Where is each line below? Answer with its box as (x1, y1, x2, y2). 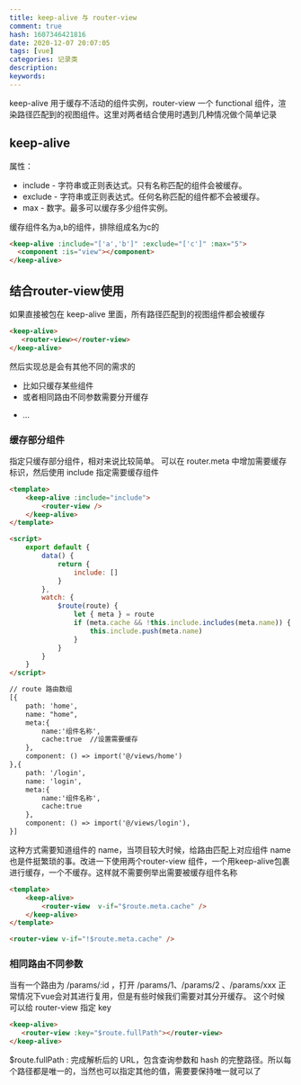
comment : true (9, 22, 63, 31)
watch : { (41, 593, 75, 602)
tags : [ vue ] (9, 47, 54, 56)
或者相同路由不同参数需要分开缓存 (22, 391, 149, 402)
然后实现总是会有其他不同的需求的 (9, 361, 136, 372)
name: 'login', (25, 776, 83, 786)
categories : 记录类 (9, 55, 78, 64)
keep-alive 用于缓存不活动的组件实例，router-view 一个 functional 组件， (9, 97, 279, 108)
